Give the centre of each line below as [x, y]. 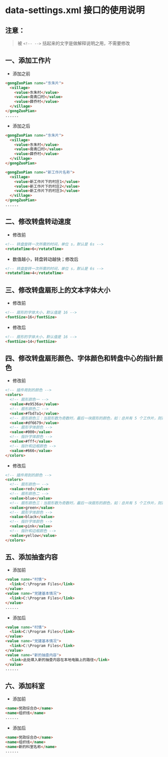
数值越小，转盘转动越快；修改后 [45, 259]
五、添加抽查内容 [31, 557]
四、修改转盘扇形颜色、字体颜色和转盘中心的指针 [81, 358]
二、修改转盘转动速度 [38, 222]
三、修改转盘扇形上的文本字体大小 [58, 290]
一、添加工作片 [28, 61]
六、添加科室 [25, 686]
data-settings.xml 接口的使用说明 [75, 10]
